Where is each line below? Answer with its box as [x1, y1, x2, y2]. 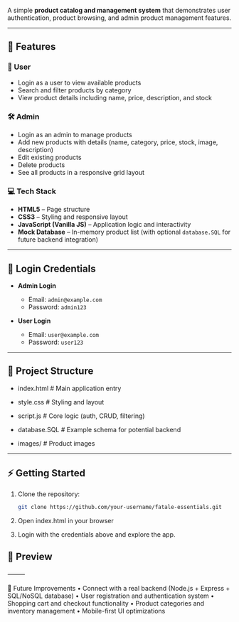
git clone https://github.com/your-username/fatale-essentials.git [17, 503, 222, 510]
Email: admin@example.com [28, 295, 102, 304]
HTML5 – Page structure [17, 205, 90, 214]
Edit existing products [17, 153, 82, 161]
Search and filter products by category [17, 85, 132, 95]
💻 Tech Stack [7, 186, 57, 196]
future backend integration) [17, 235, 98, 244]
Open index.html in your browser [17, 516, 114, 525]
